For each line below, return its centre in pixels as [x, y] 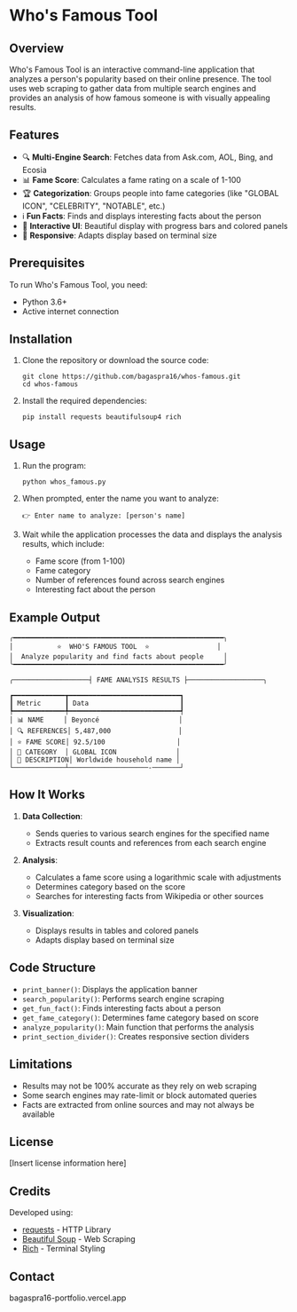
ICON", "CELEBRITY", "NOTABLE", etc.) [94, 206]
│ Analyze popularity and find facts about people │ [118, 657]
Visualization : [48, 913]
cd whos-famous [50, 384]
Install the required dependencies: [85, 401]
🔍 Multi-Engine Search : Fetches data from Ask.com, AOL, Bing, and [147, 157]
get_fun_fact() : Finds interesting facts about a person [121, 1008]
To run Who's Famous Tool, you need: [78, 284]
